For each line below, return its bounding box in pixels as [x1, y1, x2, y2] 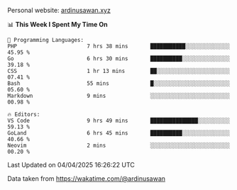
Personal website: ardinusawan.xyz [7, 6, 111, 14]
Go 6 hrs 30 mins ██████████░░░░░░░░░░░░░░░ [7, 55, 231, 62]
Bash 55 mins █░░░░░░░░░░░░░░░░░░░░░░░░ [7, 80, 231, 87]
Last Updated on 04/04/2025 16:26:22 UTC [7, 161, 135, 169]
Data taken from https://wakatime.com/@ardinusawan [7, 174, 165, 183]
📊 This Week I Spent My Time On [7, 21, 108, 28]
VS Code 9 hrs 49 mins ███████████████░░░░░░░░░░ [7, 117, 231, 124]
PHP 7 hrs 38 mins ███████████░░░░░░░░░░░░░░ [7, 43, 231, 50]
